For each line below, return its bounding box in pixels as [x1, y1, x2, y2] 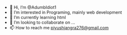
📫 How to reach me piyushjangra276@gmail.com [9, 25, 109, 30]
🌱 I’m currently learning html [9, 15, 66, 20]
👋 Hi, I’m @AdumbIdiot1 [9, 5, 56, 10]
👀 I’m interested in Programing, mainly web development [9, 9, 122, 15]
